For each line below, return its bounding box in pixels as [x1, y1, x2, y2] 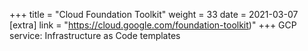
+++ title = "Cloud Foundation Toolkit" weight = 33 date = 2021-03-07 [9, 9, 299, 20]
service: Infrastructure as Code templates [9, 30, 181, 41]
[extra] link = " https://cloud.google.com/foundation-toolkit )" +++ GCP [9, 19, 297, 31]
